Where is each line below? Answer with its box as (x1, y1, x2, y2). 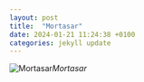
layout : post (9, 13, 59, 23)
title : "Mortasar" (9, 22, 83, 31)
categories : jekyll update (9, 38, 111, 48)
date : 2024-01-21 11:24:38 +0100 (9, 30, 136, 39)
